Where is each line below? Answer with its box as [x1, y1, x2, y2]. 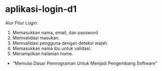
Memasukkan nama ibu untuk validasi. [12, 45, 91, 51]
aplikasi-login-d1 [5, 3, 77, 15]
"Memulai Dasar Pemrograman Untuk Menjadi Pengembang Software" [12, 60, 157, 66]
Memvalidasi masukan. [12, 35, 60, 41]
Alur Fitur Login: [5, 20, 38, 26]
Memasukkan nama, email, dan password [12, 29, 98, 35]
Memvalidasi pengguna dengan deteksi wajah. [12, 40, 108, 46]
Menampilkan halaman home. [12, 51, 73, 57]
